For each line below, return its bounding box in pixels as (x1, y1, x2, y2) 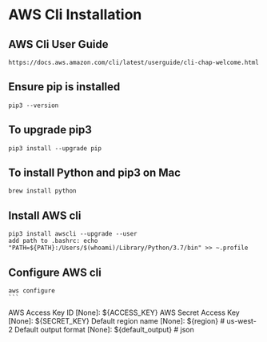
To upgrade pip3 (8, 123, 92, 137)
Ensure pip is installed (8, 80, 121, 93)
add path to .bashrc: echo (8, 237, 98, 245)
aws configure (8, 287, 56, 295)
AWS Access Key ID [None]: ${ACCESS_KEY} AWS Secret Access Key (8, 308, 240, 317)
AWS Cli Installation (8, 6, 142, 24)
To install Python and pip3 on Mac (8, 166, 181, 180)
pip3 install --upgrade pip (8, 144, 102, 153)
